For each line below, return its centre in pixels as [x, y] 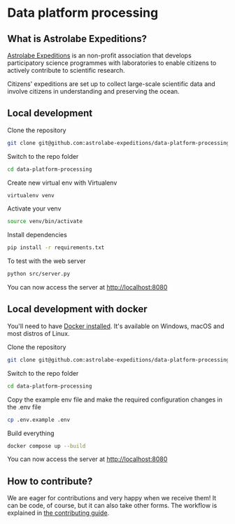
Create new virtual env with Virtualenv [62, 183]
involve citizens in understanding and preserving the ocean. [93, 91]
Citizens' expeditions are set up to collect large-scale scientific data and [111, 84]
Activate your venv [34, 208]
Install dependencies [37, 235]
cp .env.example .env [39, 420]
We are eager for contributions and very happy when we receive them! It [112, 498]
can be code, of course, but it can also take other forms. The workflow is [112, 506]
